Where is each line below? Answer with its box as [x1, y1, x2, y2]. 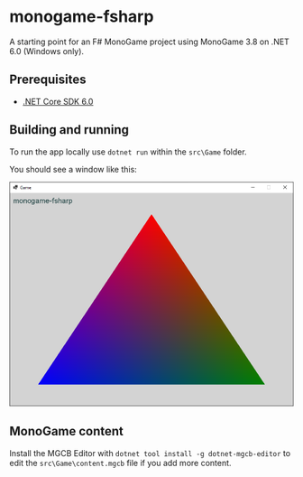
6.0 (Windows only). [9, 45, 84, 56]
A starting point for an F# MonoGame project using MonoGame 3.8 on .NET [9, 36, 290, 47]
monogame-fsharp [9, 6, 154, 27]
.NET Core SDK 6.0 [22, 96, 94, 107]
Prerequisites [9, 72, 87, 88]
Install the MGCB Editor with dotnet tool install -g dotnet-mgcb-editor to [9, 447, 291, 458]
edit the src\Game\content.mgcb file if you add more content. [9, 457, 232, 468]
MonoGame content [9, 424, 124, 439]
